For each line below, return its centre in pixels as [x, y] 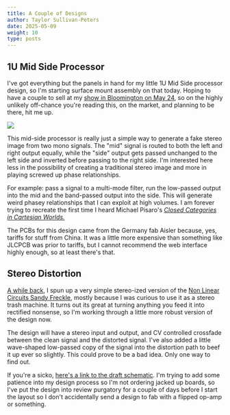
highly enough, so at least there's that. [61, 252]
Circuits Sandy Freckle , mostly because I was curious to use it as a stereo [111, 297]
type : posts [24, 39]
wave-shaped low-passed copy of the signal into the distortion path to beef [114, 347]
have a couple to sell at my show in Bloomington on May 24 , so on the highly [115, 97]
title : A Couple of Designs [47, 13]
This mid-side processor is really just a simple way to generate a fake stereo [115, 138]
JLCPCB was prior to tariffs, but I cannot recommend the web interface [107, 244]
